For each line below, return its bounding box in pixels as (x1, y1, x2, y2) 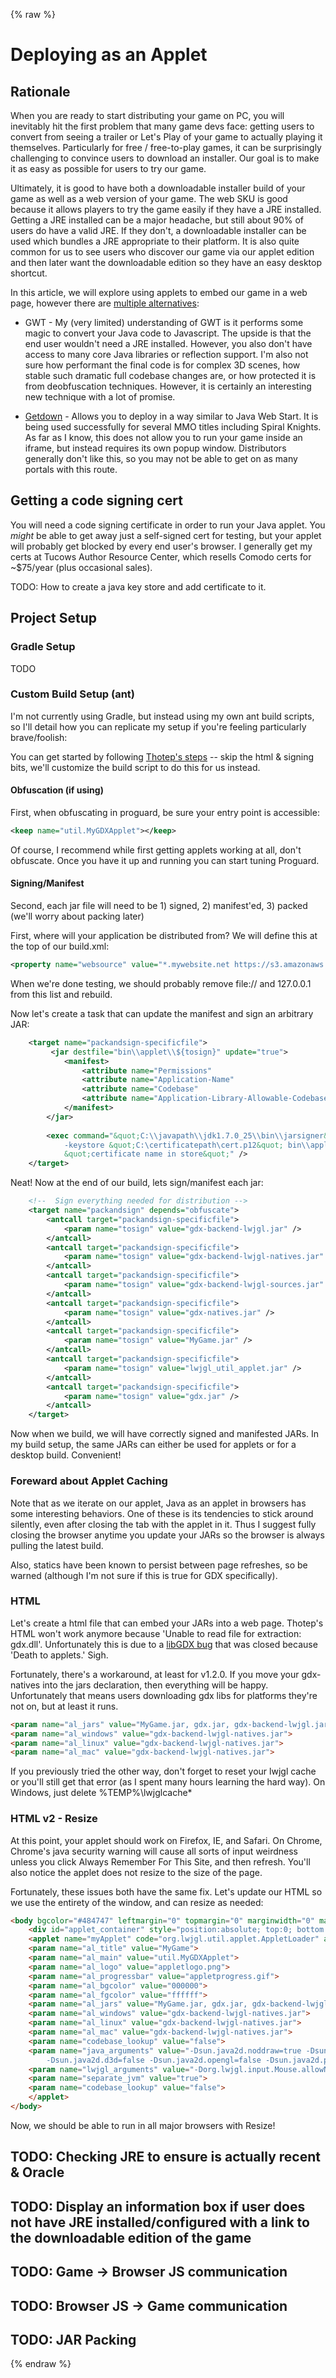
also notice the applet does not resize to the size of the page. (10, 1866, 263, 1878)
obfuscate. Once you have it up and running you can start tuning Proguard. (10, 854, 320, 866)
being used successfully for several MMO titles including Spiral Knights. (24, 421, 322, 433)
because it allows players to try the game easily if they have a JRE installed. (10, 204, 322, 215)
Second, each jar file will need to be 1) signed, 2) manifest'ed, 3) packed (10, 900, 308, 912)
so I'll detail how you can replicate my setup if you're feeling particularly (10, 720, 307, 733)
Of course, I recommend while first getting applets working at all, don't (10, 844, 302, 856)
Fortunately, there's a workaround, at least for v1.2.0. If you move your (10, 1668, 300, 1680)
